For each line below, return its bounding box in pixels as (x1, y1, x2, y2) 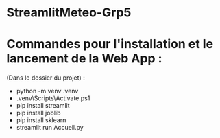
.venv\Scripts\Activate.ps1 (16, 94, 90, 102)
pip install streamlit (16, 102, 70, 110)
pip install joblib (16, 108, 61, 117)
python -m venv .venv (16, 87, 79, 95)
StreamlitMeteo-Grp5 (6, 5, 132, 21)
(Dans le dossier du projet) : (6, 73, 85, 82)
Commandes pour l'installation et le (6, 36, 214, 52)
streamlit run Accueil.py (16, 124, 84, 132)
